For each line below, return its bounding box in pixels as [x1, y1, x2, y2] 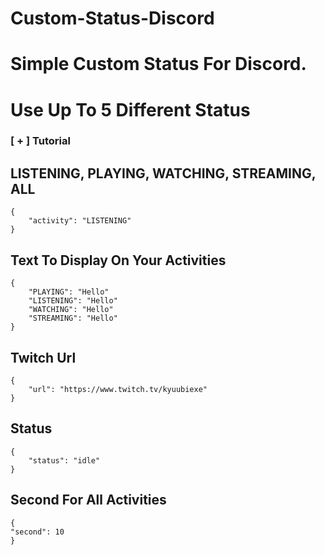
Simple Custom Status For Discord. [10, 53, 307, 76]
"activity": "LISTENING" [28, 216, 132, 226]
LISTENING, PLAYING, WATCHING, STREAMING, [10, 165, 317, 182]
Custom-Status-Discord [10, 7, 215, 30]
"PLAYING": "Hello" [28, 287, 110, 297]
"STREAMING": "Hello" [28, 313, 118, 324]
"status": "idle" [28, 455, 101, 466]
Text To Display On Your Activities [10, 252, 227, 269]
